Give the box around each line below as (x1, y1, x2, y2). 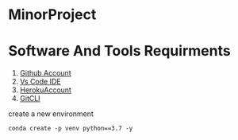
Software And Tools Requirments (8, 42, 232, 60)
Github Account (19, 68, 71, 78)
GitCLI (19, 94, 41, 103)
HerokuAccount (19, 85, 71, 95)
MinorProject (8, 6, 97, 24)
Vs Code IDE (19, 77, 61, 87)
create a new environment (8, 109, 94, 119)
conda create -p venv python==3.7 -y (8, 125, 133, 133)
